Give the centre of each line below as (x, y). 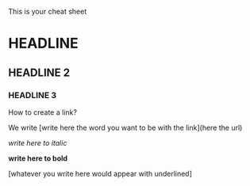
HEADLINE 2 (39, 72)
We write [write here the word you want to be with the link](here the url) (125, 127)
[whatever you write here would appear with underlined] (100, 173)
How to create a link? (43, 112)
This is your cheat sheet (48, 11)
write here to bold (38, 158)
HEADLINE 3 (33, 95)
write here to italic (38, 142)
